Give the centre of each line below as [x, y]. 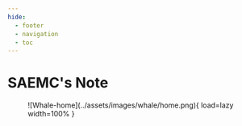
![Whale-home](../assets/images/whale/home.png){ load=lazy [131, 105]
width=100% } [51, 114]
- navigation [37, 34]
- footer [29, 25]
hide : [17, 17]
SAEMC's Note [58, 83]
